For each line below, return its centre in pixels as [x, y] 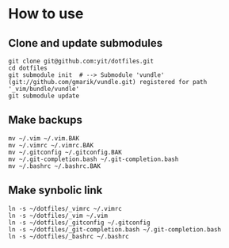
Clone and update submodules [86, 43]
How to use [46, 14]
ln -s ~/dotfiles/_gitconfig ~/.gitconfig [79, 223]
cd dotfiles [28, 68]
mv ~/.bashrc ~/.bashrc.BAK [55, 166]
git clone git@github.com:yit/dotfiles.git [81, 61]
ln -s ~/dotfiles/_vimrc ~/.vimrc [65, 208]
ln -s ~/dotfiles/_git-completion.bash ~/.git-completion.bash [115, 229]
